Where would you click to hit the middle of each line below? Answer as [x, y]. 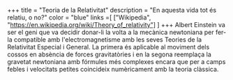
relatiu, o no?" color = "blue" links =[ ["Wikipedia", [79, 17]
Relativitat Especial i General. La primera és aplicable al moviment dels [108, 47]
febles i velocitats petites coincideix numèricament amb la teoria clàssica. [113, 69]
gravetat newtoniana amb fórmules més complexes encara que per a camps [116, 62]
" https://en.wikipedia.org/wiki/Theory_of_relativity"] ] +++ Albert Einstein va [116, 25]
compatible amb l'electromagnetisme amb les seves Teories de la [108, 40]
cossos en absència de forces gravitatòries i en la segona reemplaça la [109, 54]
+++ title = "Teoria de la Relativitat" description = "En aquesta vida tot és [112, 10]
